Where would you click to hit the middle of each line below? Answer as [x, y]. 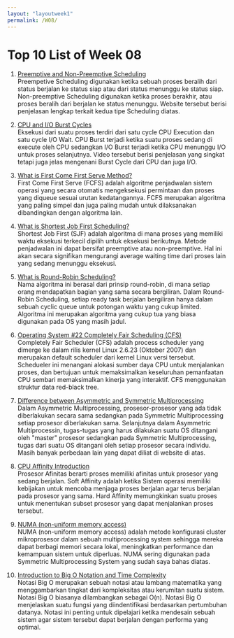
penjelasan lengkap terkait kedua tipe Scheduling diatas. [98, 111]
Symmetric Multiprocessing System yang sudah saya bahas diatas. [114, 562]
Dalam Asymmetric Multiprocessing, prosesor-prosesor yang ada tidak [119, 408]
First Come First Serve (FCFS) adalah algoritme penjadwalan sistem [115, 183]
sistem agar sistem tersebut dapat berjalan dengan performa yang [112, 620]
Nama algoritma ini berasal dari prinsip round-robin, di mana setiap [114, 285]
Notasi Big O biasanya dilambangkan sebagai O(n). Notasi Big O [109, 597]
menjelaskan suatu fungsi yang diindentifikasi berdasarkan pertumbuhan [122, 605]
